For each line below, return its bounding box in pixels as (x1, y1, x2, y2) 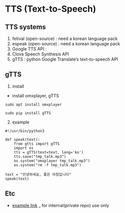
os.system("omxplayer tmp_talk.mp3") (14, 158, 90, 163)
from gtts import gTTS (14, 141, 60, 146)
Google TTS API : (12, 46, 47, 52)
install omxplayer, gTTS (12, 92, 59, 98)
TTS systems (5, 23, 46, 31)
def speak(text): (5, 137, 40, 142)
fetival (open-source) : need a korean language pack (12, 35, 118, 41)
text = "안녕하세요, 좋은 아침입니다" (5, 172, 71, 177)
